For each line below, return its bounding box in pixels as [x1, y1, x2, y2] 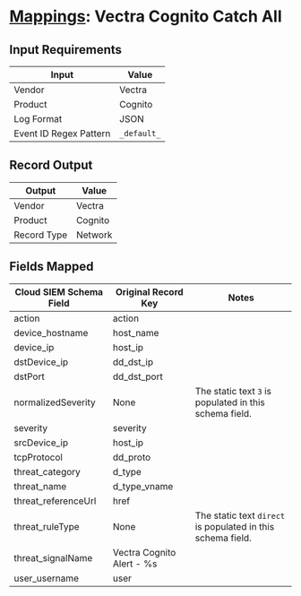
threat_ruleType [13, 520, 80, 532]
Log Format [13, 113, 63, 125]
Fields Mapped [9, 259, 94, 274]
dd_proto [112, 451, 151, 463]
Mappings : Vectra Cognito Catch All [9, 6, 282, 27]
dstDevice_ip [13, 356, 69, 368]
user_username [13, 572, 79, 584]
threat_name [13, 479, 67, 492]
